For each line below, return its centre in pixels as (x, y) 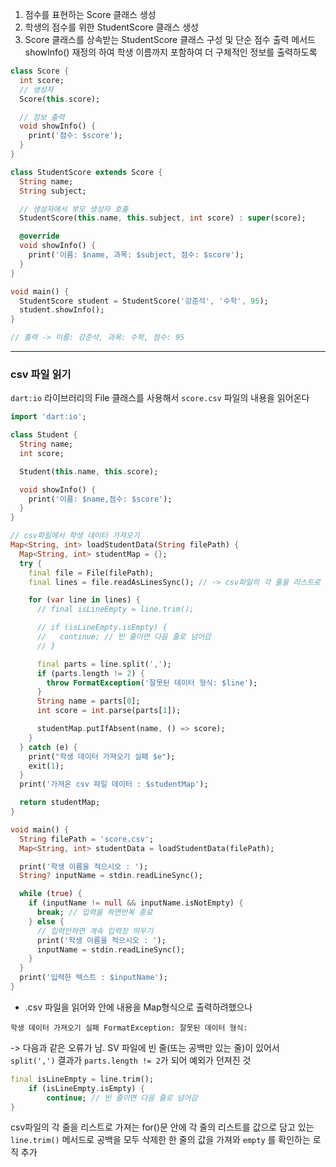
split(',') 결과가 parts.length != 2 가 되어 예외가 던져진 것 (131, 1060)
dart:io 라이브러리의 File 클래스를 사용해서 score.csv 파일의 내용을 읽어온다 (160, 398)
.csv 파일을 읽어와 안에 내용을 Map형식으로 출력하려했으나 (138, 1007)
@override (39, 236)
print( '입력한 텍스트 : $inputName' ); (93, 978)
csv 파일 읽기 (41, 374)
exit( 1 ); (46, 766)
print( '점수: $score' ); (75, 136)
